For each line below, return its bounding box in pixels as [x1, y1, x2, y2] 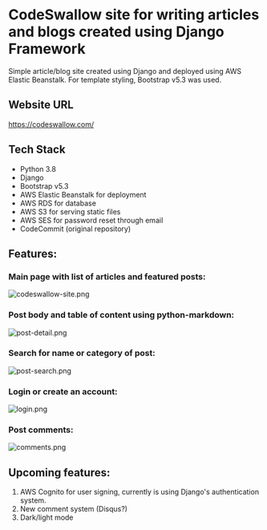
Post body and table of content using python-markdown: [8, 309, 235, 320]
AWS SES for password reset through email [19, 215, 164, 225]
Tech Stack [8, 143, 66, 157]
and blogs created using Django [8, 22, 225, 41]
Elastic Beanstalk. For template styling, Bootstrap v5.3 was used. [8, 75, 222, 84]
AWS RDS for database [19, 198, 96, 208]
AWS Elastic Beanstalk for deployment [19, 190, 147, 199]
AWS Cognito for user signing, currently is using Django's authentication [19, 487, 259, 497]
